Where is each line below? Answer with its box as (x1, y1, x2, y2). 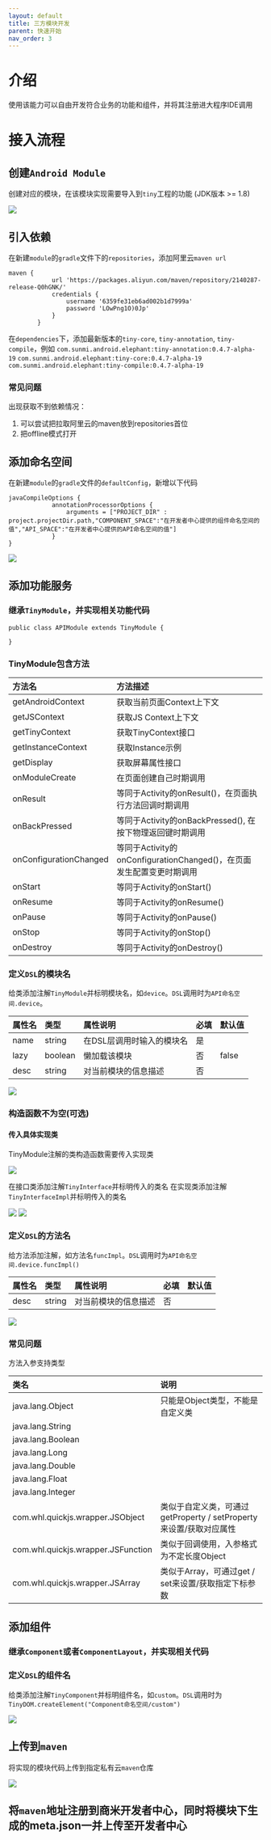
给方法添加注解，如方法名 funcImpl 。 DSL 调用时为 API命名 (8, 1250, 192, 1260)
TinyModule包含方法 (8, 658, 90, 669)
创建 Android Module (8, 166, 106, 179)
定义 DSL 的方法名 (8, 1230, 71, 1242)
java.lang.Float (12, 1473, 68, 1484)
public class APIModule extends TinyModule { (8, 623, 164, 631)
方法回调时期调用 (124, 800, 190, 811)
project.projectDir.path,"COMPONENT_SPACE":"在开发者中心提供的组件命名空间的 (8, 517, 261, 525)
